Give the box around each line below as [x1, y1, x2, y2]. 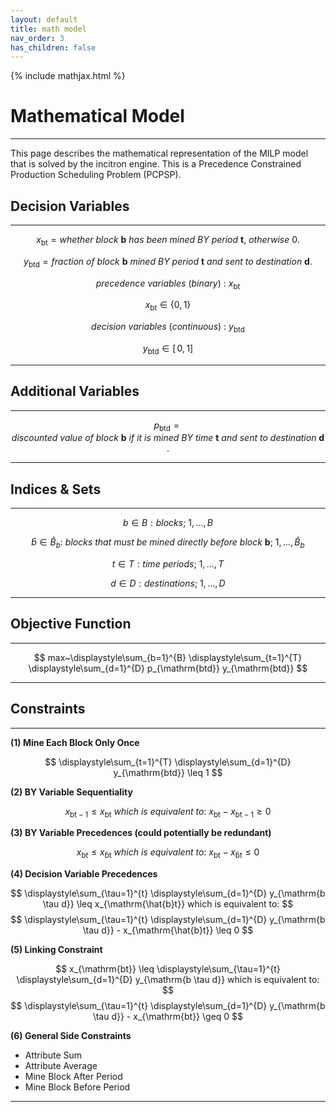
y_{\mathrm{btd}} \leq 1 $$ [113, 766, 223, 778]
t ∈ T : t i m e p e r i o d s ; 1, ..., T [111, 558, 225, 570]
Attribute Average [24, 1060, 98, 1072]
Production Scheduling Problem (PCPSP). [10, 169, 182, 181]
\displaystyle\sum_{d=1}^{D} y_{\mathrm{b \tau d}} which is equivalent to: [16, 974, 320, 986]
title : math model [10, 24, 87, 34]
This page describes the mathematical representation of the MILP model [10, 147, 309, 160]
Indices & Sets [10, 481, 102, 498]
